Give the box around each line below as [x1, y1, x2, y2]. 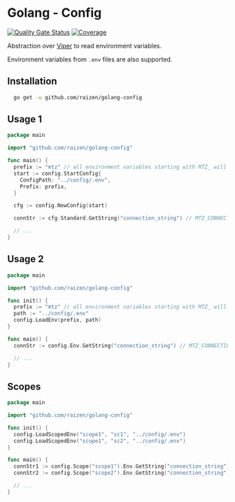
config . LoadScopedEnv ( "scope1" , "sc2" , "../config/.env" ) [13, 437, 187, 445]
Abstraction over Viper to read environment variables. [7, 41, 162, 50]
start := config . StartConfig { [13, 170, 101, 177]
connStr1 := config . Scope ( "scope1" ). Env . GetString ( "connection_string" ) [13, 463, 230, 470]
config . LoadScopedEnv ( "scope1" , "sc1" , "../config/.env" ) [13, 431, 187, 438]
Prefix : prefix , [20, 183, 68, 190]
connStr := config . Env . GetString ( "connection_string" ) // [13, 342, 187, 349]
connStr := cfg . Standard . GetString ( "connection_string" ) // [13, 215, 192, 222]
